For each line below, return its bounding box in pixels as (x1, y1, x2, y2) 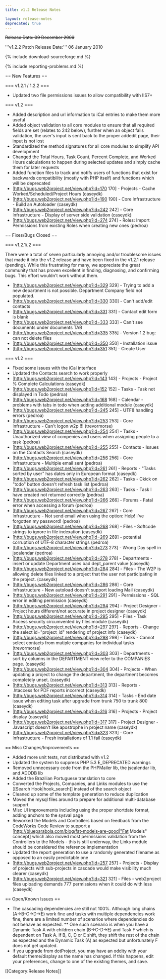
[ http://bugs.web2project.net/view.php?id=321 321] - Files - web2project (12, 876, 161, 882)
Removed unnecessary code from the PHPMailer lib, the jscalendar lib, (12, 765, 157, 771)
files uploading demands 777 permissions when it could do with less (12, 881, 152, 887)
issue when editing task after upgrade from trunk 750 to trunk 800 (12, 698, 148, 704)
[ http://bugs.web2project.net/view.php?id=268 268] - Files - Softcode (12, 523, 156, 530)
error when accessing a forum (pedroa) (12, 502, 93, 508)
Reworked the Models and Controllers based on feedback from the (12, 818, 149, 824)
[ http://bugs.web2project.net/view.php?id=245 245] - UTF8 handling (12, 407, 154, 413)
